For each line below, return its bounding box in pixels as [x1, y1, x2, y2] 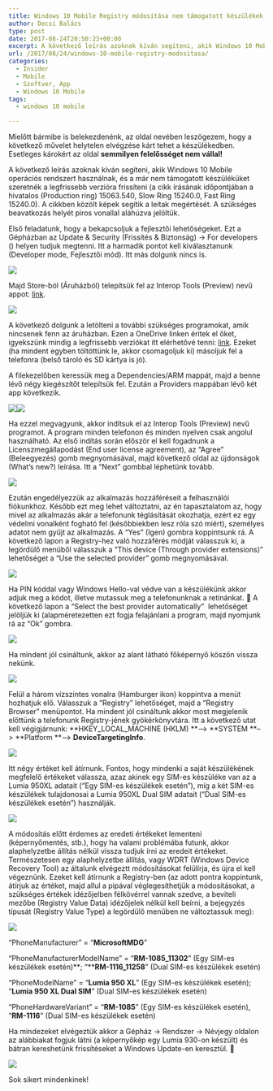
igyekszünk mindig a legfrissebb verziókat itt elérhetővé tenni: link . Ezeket [8, 338, 257, 348]
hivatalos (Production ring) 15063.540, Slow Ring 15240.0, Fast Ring [8, 191, 236, 201]
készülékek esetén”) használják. [8, 798, 116, 808]
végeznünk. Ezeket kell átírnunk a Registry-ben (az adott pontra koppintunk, [8, 872, 263, 882]
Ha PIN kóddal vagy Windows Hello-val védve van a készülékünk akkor [8, 584, 247, 594]
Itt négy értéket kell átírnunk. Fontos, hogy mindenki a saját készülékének [8, 764, 254, 773]
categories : [8, 58, 49, 66]
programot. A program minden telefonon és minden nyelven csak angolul [8, 427, 253, 437]
